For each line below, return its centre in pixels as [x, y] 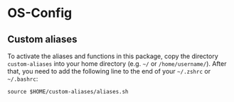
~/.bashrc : [23, 79]
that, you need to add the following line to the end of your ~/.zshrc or [109, 71]
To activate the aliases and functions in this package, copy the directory [113, 56]
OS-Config [40, 13]
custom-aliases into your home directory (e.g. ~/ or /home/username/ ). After [117, 64]
